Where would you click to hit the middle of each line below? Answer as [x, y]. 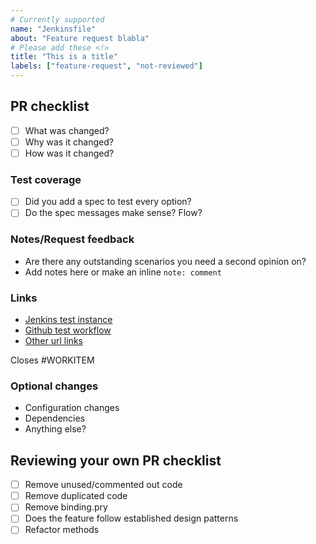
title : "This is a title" [64, 57]
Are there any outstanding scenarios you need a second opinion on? [165, 261]
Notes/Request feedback [72, 239]
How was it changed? [69, 153]
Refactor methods [62, 530]
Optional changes [54, 386]
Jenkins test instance [68, 320]
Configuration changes [72, 408]
